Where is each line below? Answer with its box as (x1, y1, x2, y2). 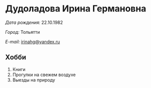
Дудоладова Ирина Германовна (5, 3, 146, 14)
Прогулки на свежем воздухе (12, 72, 76, 78)
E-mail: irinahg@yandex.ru (5, 38, 60, 45)
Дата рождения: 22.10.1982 (5, 19, 63, 25)
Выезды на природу (12, 77, 55, 83)
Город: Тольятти (5, 29, 40, 35)
